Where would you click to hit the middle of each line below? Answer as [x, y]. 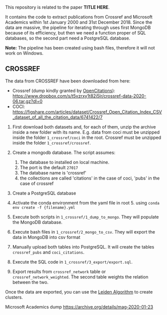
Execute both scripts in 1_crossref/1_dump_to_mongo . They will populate [85, 216]
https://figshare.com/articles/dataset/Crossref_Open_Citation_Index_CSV [87, 111]
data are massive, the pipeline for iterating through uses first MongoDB [78, 27]
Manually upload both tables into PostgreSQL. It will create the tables [83, 246]
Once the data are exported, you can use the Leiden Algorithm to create [79, 291]
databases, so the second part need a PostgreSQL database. [68, 38]
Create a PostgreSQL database [44, 193]
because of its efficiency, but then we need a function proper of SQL [76, 33]
